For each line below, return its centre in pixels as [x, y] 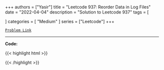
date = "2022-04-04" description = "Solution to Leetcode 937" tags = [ [77, 12]
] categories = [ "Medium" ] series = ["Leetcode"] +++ [60, 21]
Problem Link [18, 30]
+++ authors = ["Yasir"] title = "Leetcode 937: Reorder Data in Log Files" [78, 7]
